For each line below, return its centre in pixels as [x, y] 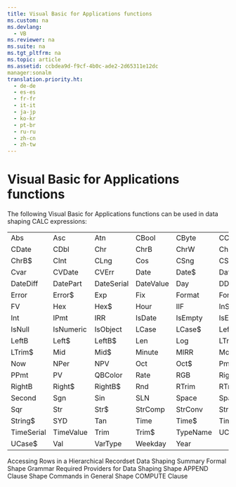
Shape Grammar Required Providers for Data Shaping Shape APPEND [108, 469]
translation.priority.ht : [45, 79]
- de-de [25, 86]
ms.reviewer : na [31, 40]
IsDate [146, 318]
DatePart [67, 284]
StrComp [150, 410]
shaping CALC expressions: [47, 222]
